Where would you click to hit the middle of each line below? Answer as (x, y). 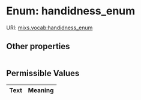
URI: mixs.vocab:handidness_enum (49, 28)
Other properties (38, 46)
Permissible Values (43, 73)
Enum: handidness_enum (71, 11)
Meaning (41, 90)
